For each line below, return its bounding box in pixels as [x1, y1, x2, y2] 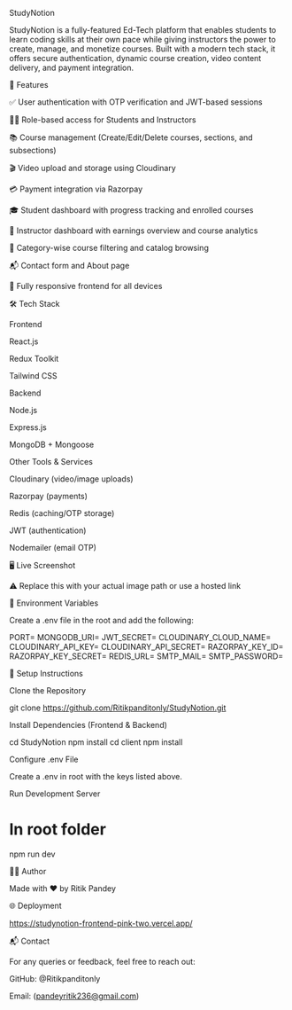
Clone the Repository [9, 685, 87, 695]
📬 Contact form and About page [9, 261, 130, 270]
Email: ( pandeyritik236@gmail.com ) [9, 990, 140, 1001]
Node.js [9, 405, 38, 415]
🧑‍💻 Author [9, 865, 47, 876]
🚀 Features [9, 80, 49, 90]
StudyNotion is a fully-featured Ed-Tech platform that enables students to [9, 25, 277, 35]
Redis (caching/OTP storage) [9, 508, 115, 518]
